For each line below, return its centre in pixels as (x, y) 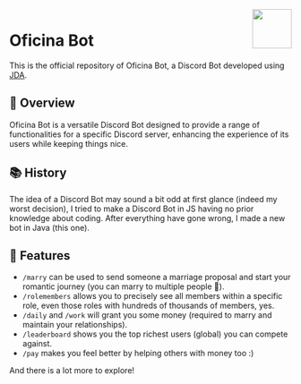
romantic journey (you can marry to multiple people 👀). (123, 286)
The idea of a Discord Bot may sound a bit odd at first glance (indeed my (143, 199)
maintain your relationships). (75, 325)
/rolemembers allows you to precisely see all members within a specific (152, 296)
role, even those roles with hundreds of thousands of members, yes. (148, 306)
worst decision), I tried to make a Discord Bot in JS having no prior (132, 209)
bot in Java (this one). (49, 227)
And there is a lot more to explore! (72, 371)
